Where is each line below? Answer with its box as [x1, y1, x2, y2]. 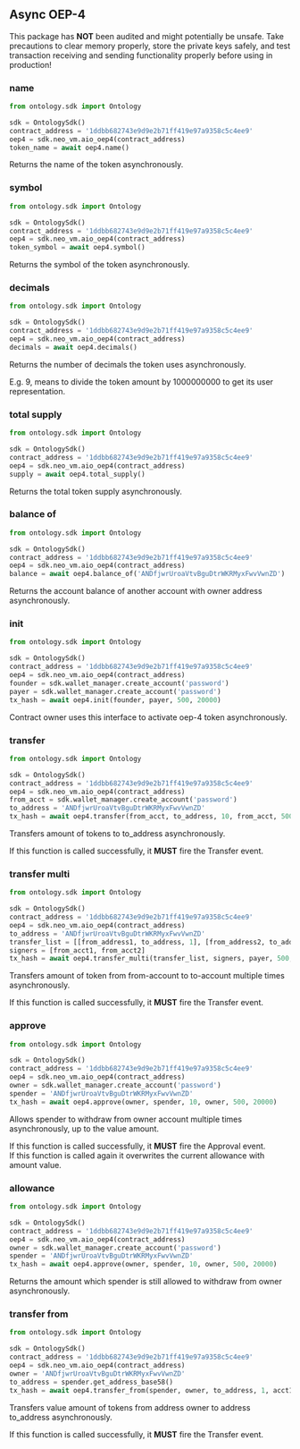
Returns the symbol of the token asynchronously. [9, 259, 190, 270]
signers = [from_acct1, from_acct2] [9, 945, 146, 955]
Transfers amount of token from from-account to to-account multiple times [9, 970, 286, 981]
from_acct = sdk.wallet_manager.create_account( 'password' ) [9, 795, 238, 804]
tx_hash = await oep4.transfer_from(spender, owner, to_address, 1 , [9, 1385, 270, 1394]
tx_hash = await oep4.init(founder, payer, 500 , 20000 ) [9, 695, 221, 705]
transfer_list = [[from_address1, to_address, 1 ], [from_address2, [9, 937, 266, 946]
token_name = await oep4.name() [9, 143, 129, 152]
